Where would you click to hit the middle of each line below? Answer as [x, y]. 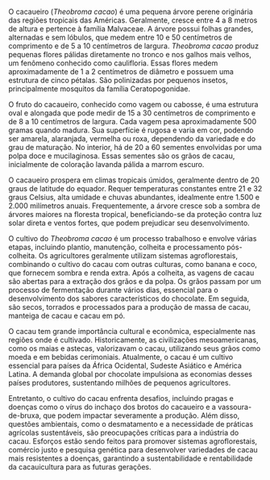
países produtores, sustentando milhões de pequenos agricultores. [120, 383]
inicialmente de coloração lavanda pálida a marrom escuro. [106, 164]
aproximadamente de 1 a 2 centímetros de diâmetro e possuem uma [121, 71]
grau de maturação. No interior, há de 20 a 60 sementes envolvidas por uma [135, 147]
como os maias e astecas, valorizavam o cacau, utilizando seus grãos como [135, 349]
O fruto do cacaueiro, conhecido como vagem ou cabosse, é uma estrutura [133, 104]
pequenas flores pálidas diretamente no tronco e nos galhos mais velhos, [130, 54]
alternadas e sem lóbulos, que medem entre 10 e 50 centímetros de [120, 37]
